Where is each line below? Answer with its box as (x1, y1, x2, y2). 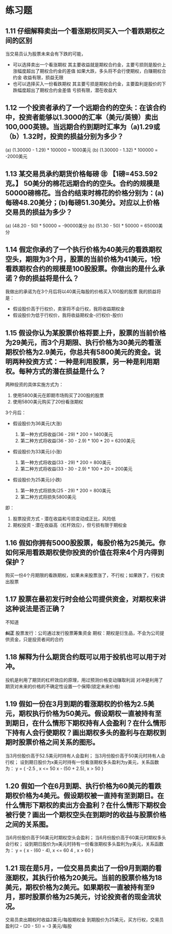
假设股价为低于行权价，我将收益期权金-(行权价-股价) (12, 312, 124, 318)
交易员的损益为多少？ (5, 208, 72, 217)
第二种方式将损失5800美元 (20, 494, 77, 500)
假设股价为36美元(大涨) (12, 420, 62, 427)
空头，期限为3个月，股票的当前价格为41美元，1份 (5, 255, 161, 264)
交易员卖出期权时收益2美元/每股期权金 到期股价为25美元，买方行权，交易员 (5, 917, 164, 923)
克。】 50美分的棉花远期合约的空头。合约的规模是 (5, 179, 160, 188)
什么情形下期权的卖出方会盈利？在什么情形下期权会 (5, 801, 166, 809)
